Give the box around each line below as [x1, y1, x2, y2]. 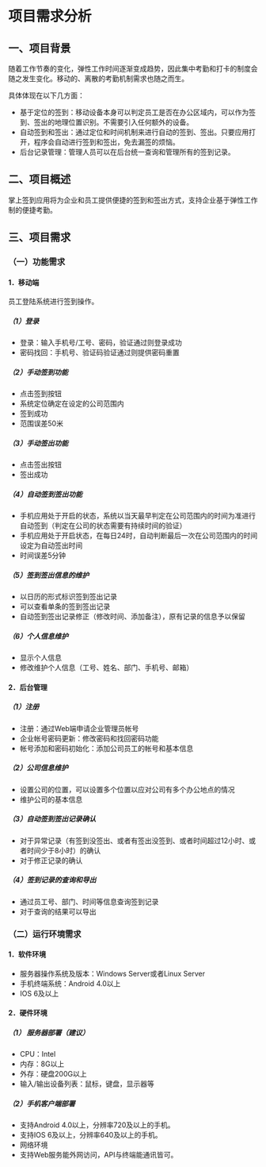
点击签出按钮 [19, 460, 62, 469]
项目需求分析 [8, 7, 93, 25]
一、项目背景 [8, 41, 71, 55]
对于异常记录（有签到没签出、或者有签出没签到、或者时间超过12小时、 [19, 835, 249, 845]
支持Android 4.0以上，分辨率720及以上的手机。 [19, 1120, 176, 1130]
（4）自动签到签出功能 [8, 489, 83, 499]
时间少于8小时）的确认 [26, 845, 101, 855]
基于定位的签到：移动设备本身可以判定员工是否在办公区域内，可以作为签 [19, 108, 256, 117]
